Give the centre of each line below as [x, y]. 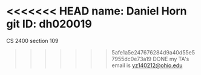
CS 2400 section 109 [32, 41]
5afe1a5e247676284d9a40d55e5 [153, 52]
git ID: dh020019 [49, 24]
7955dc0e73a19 [132, 59]
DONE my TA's [171, 59]
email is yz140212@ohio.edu [147, 65]
